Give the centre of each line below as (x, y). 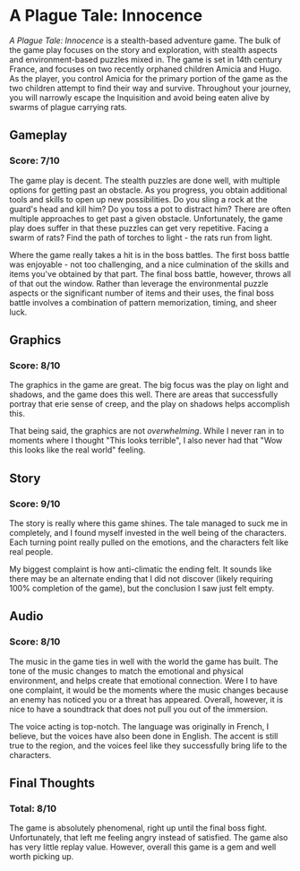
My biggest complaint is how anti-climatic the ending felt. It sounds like (141, 569)
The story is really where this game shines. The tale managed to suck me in (149, 523)
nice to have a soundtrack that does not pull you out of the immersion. (139, 709)
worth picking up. (42, 857)
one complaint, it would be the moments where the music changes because (149, 690)
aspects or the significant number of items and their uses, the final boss (142, 293)
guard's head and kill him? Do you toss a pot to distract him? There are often (150, 209)
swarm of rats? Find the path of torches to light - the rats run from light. (141, 237)
